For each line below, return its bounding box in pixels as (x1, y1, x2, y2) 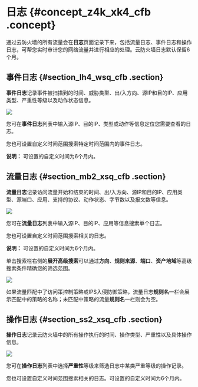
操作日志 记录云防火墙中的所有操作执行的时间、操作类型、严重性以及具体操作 (6, 331, 192, 339)
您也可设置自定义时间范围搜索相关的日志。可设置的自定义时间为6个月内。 (6, 375, 185, 382)
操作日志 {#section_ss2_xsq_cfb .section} (6, 314, 163, 324)
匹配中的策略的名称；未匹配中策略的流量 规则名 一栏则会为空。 (11, 295, 161, 303)
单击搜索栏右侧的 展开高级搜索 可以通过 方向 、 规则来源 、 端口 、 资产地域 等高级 (6, 257, 192, 264)
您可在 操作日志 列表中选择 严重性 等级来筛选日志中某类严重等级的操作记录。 (6, 362, 187, 369)
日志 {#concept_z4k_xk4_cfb (6, 5, 151, 19)
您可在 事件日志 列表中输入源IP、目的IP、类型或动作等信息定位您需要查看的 (6, 120, 186, 127)
